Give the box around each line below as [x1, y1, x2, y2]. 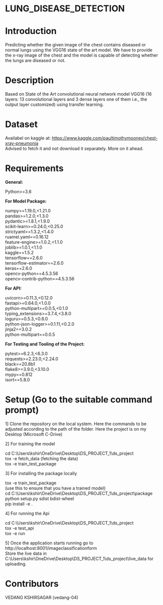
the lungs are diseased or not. [5, 58, 66, 64]
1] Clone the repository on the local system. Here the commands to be [5, 421, 147, 427]
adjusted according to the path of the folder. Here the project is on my [5, 426, 146, 432]
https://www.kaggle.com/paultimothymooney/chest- [52, 135, 158, 141]
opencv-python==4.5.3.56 [5, 270, 58, 276]
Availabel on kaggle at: [5, 135, 51, 141]
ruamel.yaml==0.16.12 [5, 234, 49, 239]
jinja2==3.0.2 [5, 326, 32, 332]
